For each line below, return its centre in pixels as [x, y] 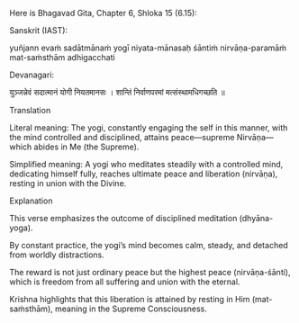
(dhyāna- [256, 218]
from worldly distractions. [57, 255]
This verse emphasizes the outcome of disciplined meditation [123, 218]
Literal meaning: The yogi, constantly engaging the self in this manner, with [149, 128]
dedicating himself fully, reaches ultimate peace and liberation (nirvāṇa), [144, 174]
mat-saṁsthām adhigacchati [62, 57]
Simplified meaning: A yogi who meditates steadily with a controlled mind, [146, 164]
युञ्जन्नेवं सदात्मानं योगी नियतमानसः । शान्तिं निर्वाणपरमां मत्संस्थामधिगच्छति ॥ [117, 92]
